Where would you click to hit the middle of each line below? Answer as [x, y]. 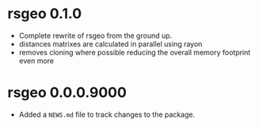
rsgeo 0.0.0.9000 [67, 93]
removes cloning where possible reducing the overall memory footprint [135, 52]
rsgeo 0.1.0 [45, 14]
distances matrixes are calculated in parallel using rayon [110, 43]
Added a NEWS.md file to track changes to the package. [107, 114]
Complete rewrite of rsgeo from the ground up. [95, 35]
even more [36, 61]
